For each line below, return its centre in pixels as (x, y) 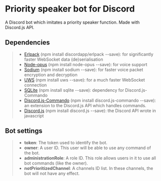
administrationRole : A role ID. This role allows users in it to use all (90, 158)
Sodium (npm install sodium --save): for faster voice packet (84, 70)
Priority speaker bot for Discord (70, 9)
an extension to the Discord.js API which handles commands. (85, 105)
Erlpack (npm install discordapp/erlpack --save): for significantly (89, 54)
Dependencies (27, 43)
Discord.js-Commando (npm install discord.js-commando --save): (90, 100)
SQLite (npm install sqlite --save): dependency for (74, 90)
